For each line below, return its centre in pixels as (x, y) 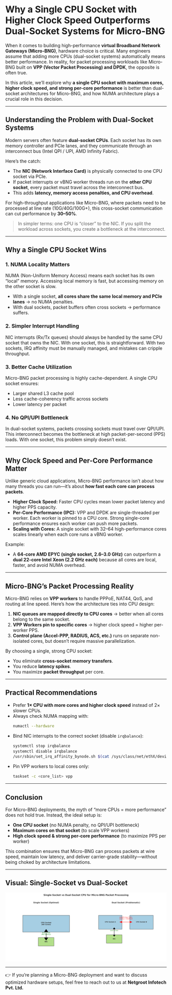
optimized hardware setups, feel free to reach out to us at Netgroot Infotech (86, 982)
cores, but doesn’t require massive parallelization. (83, 641)
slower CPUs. (27, 710)
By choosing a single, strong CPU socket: (49, 651)
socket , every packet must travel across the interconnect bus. (78, 187)
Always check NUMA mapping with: (50, 716)
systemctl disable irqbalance (45, 751)
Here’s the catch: (23, 161)
